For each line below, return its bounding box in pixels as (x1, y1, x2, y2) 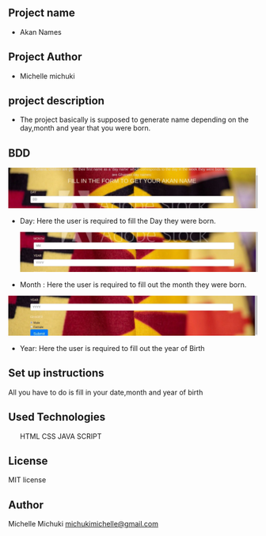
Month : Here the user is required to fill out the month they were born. (19, 280, 247, 289)
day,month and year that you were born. (19, 123, 151, 133)
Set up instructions (8, 367, 104, 380)
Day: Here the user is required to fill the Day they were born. (19, 216, 216, 225)
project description (8, 94, 105, 108)
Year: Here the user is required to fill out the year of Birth (19, 343, 205, 353)
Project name (8, 6, 75, 20)
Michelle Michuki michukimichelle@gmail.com (8, 519, 158, 529)
